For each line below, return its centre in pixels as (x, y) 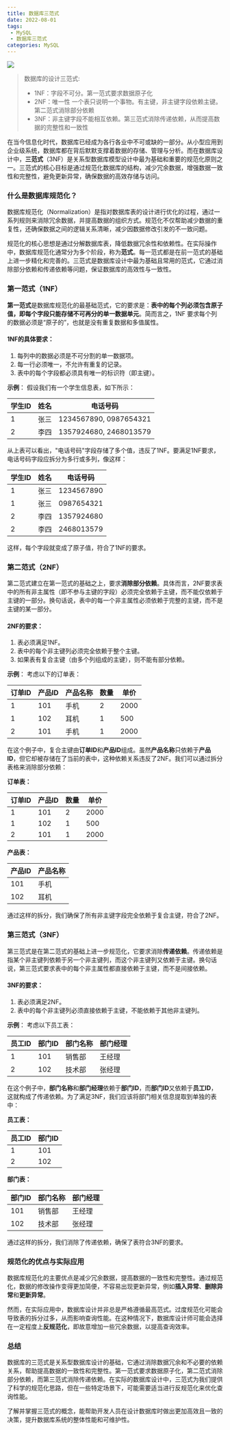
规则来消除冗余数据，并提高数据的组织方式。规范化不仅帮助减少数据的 (118, 221)
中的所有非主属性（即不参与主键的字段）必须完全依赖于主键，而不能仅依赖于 (115, 592)
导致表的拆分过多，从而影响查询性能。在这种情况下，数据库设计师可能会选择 (115, 1318)
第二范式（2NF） (35, 567)
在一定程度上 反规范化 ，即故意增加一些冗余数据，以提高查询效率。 (100, 1326)
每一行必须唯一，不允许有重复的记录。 (71, 364)
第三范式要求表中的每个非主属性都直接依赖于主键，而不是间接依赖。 (115, 968)
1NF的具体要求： (30, 339)
